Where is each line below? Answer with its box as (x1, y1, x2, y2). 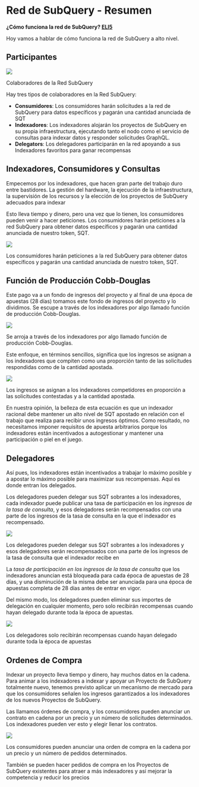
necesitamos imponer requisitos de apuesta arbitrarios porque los (6, 423, 168, 430)
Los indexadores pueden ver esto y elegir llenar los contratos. (6, 721, 157, 727)
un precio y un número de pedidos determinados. (6, 749, 128, 757)
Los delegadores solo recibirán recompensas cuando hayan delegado (6, 631, 177, 639)
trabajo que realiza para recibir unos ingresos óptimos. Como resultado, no (6, 417, 190, 424)
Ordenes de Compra (6, 655, 83, 665)
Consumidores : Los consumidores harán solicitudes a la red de (14, 102, 171, 109)
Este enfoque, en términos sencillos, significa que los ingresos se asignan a (6, 351, 191, 358)
